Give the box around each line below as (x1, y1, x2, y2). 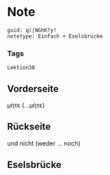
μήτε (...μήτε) (7, 101, 45, 110)
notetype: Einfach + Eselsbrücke (7, 32, 103, 40)
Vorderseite (7, 83, 59, 95)
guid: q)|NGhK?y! (7, 27, 57, 34)
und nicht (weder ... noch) (7, 139, 81, 148)
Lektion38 (7, 65, 36, 71)
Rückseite (7, 121, 52, 132)
